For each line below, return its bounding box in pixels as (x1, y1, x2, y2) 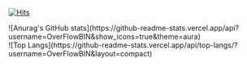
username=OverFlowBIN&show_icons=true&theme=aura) (8, 32, 201, 41)
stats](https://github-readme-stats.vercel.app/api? (70, 23, 240, 32)
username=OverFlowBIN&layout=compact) (8, 49, 153, 58)
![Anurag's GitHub (8, 23, 69, 32)
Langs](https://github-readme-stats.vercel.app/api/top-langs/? (27, 40, 238, 50)
